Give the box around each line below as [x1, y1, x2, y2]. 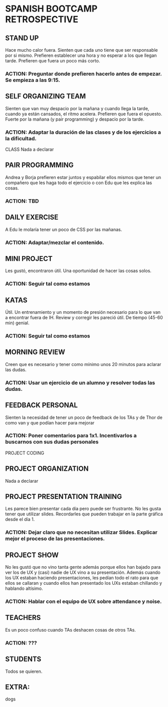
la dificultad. [5, 135, 37, 142]
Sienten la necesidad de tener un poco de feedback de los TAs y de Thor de [5, 414, 163, 420]
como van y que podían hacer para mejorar [5, 419, 95, 425]
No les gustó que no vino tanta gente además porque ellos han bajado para [5, 564, 161, 570]
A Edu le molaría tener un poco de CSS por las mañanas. [5, 226, 122, 232]
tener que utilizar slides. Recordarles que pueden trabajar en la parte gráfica [5, 511, 163, 517]
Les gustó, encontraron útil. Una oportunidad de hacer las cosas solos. [5, 268, 152, 274]
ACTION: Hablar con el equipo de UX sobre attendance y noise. [5, 598, 162, 605]
